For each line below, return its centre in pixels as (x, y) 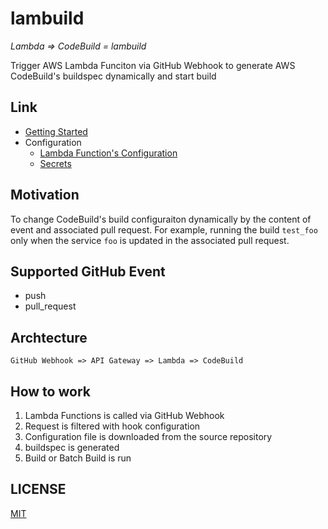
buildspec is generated (72, 447)
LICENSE (38, 489)
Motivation (45, 195)
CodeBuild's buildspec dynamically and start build (113, 76)
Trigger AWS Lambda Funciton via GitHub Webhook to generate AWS (153, 65)
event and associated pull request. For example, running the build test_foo (164, 229)
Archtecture (49, 337)
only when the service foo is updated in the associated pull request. (150, 240)
